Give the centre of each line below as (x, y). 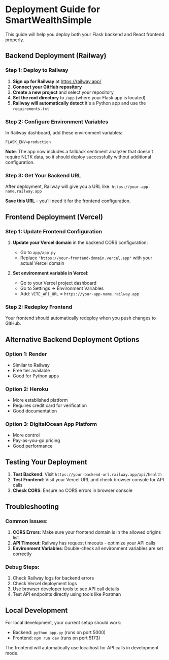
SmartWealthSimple (49, 20)
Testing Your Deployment (46, 462)
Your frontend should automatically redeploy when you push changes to (81, 318)
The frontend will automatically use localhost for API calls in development (82, 648)
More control (26, 435)
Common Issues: (27, 521)
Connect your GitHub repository (47, 87)
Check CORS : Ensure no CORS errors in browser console (73, 490)
